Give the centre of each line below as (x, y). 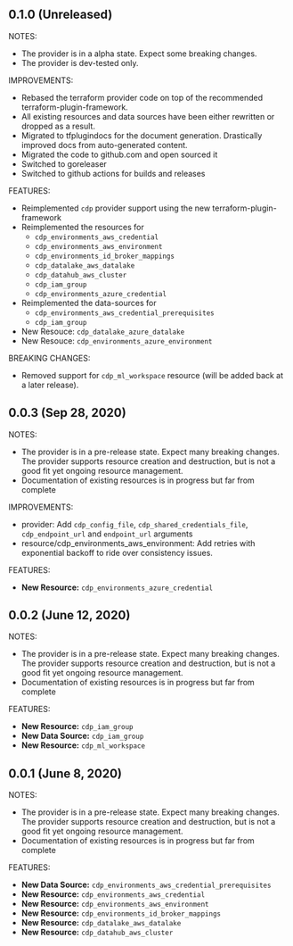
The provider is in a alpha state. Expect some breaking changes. (139, 54)
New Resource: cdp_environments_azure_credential (117, 587)
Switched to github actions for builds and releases (113, 173)
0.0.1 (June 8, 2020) (65, 773)
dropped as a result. (58, 126)
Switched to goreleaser (64, 163)
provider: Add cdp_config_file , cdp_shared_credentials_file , (134, 524)
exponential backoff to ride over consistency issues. (117, 552)
